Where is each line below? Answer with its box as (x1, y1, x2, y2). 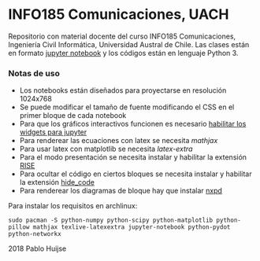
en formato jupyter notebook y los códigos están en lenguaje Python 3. (8, 48, 239, 57)
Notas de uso (8, 68, 61, 79)
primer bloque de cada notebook (19, 111, 127, 120)
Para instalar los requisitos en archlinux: (8, 201, 138, 211)
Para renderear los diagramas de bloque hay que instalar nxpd (19, 186, 223, 196)
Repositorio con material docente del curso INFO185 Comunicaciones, (8, 31, 236, 41)
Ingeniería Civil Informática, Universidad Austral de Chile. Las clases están (8, 39, 250, 49)
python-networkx (8, 230, 61, 238)
